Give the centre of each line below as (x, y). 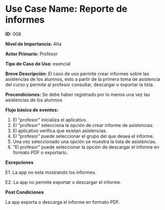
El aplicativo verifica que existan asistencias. (60, 131)
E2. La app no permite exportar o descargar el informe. (63, 182)
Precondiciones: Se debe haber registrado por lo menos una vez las (78, 94)
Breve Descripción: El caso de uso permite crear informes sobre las (77, 73)
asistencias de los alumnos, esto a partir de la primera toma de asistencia (83, 79)
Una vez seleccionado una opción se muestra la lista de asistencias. (85, 141)
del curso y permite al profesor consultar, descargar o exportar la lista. (80, 85)
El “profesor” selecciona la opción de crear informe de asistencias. (83, 125)
